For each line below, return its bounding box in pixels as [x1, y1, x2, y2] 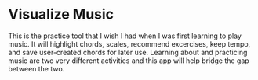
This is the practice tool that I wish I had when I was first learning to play [8, 31, 242, 40]
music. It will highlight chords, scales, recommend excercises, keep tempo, [8, 39, 251, 48]
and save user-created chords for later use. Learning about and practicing [8, 47, 248, 57]
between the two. [8, 64, 65, 73]
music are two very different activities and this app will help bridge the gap [8, 56, 249, 65]
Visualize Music [8, 5, 114, 23]
